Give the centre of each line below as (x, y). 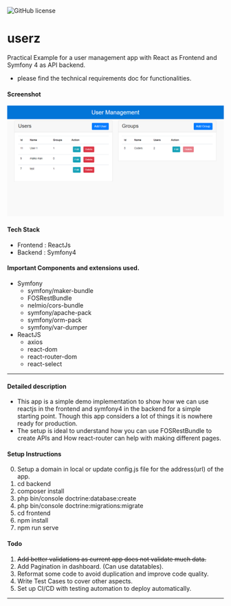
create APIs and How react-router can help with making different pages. (119, 438)
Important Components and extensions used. (73, 268)
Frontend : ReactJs (44, 245)
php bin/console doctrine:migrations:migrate (80, 506)
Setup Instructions (34, 454)
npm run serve (38, 528)
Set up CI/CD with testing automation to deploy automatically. (104, 588)
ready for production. (47, 423)
